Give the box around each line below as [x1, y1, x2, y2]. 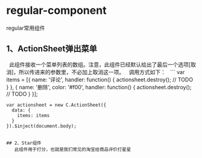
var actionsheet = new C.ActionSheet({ [6, 102, 107, 108]
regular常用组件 [6, 24, 45, 31]
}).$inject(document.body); [6, 123, 77, 129]
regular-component [6, 4, 107, 17]
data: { [11, 107, 31, 113]
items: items [17, 112, 50, 118]
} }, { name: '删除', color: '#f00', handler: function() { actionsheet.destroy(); [6, 83, 192, 90]
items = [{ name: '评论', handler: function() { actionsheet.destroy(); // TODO [6, 76, 194, 83]
